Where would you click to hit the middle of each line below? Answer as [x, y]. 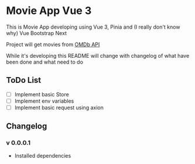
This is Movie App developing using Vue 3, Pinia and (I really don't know [93, 27]
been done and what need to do [45, 62]
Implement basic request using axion [59, 107]
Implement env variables [44, 101]
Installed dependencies [43, 155]
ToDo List [24, 80]
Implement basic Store [42, 94]
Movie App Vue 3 [49, 11]
